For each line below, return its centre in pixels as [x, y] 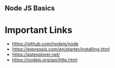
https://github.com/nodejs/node [45, 44]
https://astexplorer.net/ [36, 54]
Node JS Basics [30, 8]
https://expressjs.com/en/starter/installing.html [61, 49]
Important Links [39, 30]
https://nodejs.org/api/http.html [45, 60]
